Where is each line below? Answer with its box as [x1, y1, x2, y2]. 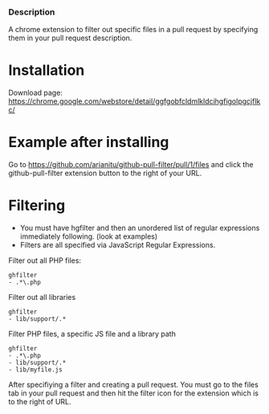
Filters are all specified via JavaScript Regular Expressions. [19, 240, 216, 250]
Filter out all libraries [8, 293, 76, 302]
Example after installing [8, 133, 169, 151]
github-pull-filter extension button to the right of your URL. [8, 168, 202, 178]
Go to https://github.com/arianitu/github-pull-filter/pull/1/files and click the [8, 160, 254, 170]
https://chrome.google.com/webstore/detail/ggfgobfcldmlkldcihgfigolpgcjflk [8, 96, 261, 106]
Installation [8, 61, 85, 80]
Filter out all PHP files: [8, 256, 82, 265]
